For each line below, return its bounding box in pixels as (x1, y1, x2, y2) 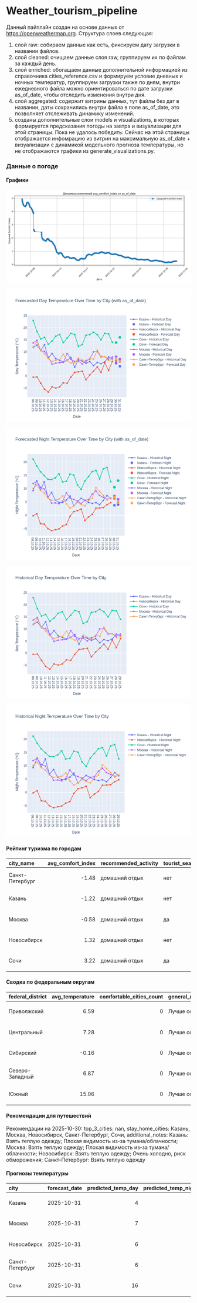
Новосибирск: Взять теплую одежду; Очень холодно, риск (38, 1150, 186, 1157)
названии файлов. (14, 47, 60, 54)
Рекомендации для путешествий (6, 1112, 92, 1119)
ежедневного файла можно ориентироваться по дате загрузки (14, 85, 173, 92)
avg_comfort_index (47, 860, 96, 867)
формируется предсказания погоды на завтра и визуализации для (14, 122, 182, 129)
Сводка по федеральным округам (6, 978, 95, 985)
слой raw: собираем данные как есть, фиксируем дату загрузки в (14, 41, 180, 48)
